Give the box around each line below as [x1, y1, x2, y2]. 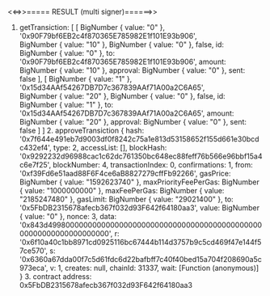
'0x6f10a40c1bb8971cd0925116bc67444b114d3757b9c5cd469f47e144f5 [19, 238, 262, 247]
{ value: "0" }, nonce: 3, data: [19, 212, 117, 221]
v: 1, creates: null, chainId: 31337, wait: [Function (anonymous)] [49, 263, 259, 273]
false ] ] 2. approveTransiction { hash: [19, 125, 145, 135]
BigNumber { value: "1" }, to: [19, 100, 114, 109]
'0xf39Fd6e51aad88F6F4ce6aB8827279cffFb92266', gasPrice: [19, 169, 231, 178]
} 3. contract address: [19, 272, 92, 281]
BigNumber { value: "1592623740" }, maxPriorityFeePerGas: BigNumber [19, 177, 260, 187]
